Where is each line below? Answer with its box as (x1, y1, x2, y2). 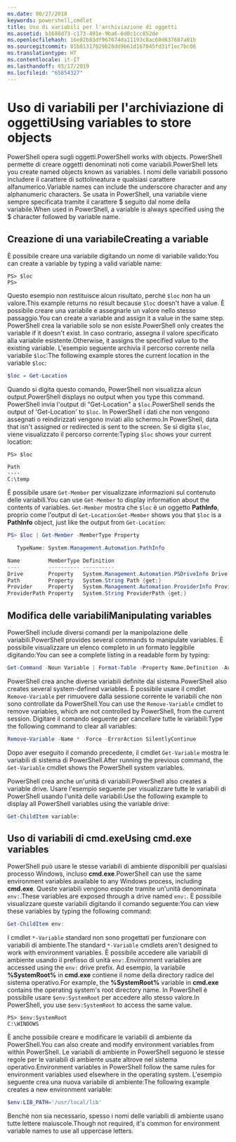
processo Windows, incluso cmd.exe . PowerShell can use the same (7, 869, 202, 878)
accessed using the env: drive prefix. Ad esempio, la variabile (7, 963, 186, 972)
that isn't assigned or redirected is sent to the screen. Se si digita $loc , (7, 423, 212, 431)
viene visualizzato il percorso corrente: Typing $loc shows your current (7, 430, 212, 439)
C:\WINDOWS (7, 1021, 39, 1028)
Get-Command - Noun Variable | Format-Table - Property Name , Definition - (7, 664, 225, 671)
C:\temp (7, 476, 30, 483)
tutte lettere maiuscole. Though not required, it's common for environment (7, 1119, 220, 1128)
